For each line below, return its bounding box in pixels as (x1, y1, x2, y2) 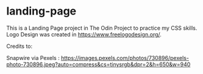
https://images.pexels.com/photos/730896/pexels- (60, 54, 189, 61)
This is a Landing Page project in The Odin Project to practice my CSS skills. (6, 24, 198, 32)
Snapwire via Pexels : (6, 54, 60, 61)
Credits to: (6, 42, 33, 50)
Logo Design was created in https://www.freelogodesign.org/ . (6, 30, 162, 38)
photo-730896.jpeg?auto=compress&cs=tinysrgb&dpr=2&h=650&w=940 (6, 61, 191, 68)
